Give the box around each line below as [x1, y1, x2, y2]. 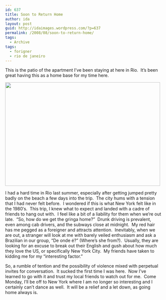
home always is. [5, 290, 38, 296]
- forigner [9, 49, 32, 54]
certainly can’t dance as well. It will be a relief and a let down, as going [5, 284, 151, 290]
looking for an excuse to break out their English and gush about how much [5, 243, 157, 249]
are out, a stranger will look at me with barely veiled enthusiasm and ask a [5, 232, 156, 238]
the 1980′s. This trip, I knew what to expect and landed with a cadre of [5, 206, 150, 212]
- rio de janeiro [9, 53, 46, 59]
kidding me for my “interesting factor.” [5, 253, 83, 259]
